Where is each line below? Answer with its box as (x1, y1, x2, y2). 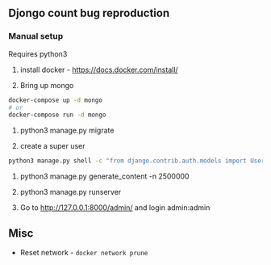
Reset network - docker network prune (19, 248, 148, 257)
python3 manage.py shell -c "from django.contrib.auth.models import (8, 157, 248, 165)
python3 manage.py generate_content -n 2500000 (19, 171, 190, 181)
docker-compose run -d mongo (8, 111, 106, 120)
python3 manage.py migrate (19, 125, 115, 136)
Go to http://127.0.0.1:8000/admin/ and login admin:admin (19, 203, 211, 212)
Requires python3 (8, 48, 68, 59)
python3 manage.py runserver (19, 187, 122, 197)
